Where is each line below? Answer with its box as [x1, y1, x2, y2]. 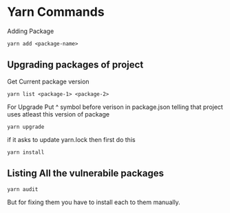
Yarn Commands [7, 4, 105, 20]
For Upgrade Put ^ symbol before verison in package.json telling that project [7, 103, 224, 111]
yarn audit [7, 185, 39, 193]
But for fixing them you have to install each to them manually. [7, 198, 180, 206]
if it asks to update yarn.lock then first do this [7, 135, 136, 143]
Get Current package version [7, 77, 90, 85]
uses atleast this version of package [7, 110, 110, 118]
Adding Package [7, 27, 54, 35]
